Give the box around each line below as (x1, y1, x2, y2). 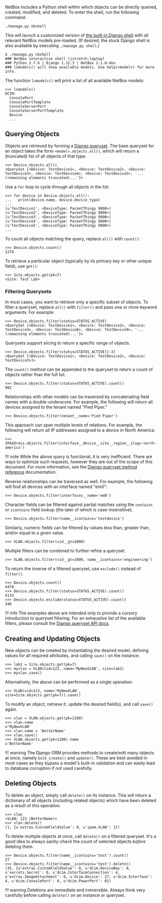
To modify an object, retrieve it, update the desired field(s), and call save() (5, 701, 153, 707)
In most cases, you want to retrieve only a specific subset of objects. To (5, 299, 148, 305)
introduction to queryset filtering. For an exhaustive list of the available (5, 615, 146, 621)
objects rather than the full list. (5, 372, 66, 378)
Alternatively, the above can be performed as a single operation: (5, 679, 133, 685)
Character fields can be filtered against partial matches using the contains (5, 502, 153, 507)
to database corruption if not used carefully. (5, 765, 93, 771)
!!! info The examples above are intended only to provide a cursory (5, 610, 138, 616)
